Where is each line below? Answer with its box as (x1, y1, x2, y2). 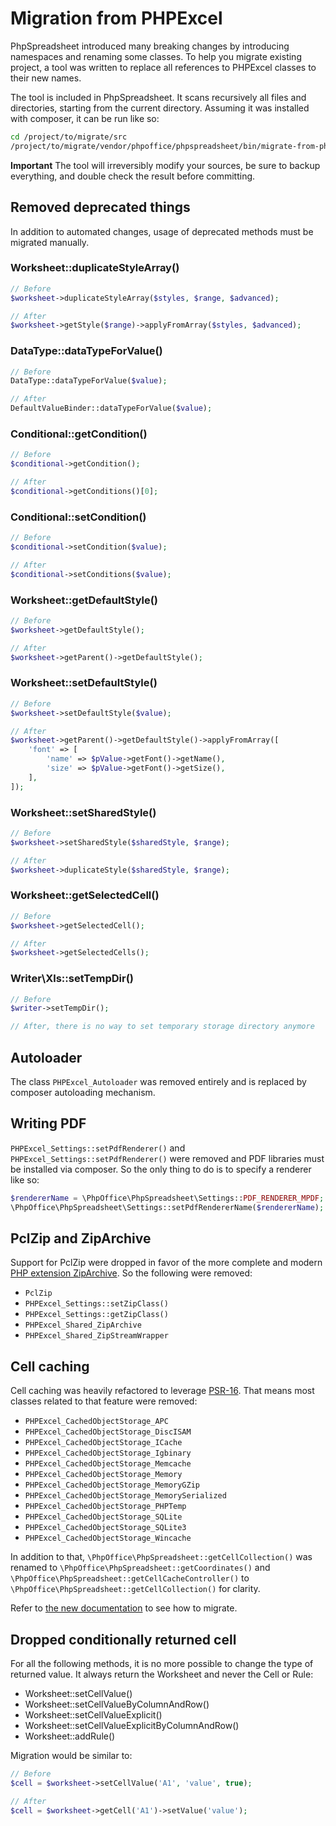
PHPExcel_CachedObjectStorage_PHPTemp (24, 1502, 187, 1512)
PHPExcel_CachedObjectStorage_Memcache (24, 1459, 192, 1469)
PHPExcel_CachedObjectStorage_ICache (24, 1438, 183, 1448)
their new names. (10, 72, 82, 84)
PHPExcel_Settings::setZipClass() (24, 1299, 169, 1309)
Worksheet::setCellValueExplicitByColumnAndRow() (24, 1719, 240, 1731)
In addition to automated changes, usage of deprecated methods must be (10, 225, 314, 237)
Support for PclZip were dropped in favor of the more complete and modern (10, 1257, 323, 1269)
